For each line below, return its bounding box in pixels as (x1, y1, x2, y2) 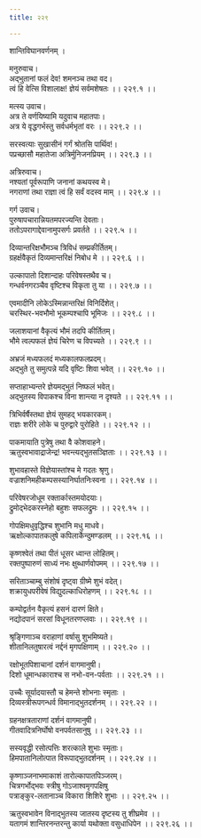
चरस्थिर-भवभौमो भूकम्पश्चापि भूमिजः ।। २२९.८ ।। (9, 308, 156, 318)
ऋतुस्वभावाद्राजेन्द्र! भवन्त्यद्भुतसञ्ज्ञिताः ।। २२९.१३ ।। (9, 447, 168, 457)
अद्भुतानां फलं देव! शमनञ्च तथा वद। (9, 73, 113, 84)
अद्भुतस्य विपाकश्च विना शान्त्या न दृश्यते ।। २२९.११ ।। (9, 391, 174, 401)
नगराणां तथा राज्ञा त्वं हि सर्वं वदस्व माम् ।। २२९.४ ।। (9, 186, 162, 197)
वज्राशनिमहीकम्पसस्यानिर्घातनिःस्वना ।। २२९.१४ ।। (9, 474, 158, 485)
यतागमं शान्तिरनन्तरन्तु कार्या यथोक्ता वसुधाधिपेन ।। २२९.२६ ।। (9, 818, 193, 828)
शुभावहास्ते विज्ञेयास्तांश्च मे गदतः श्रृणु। (9, 464, 114, 475)
